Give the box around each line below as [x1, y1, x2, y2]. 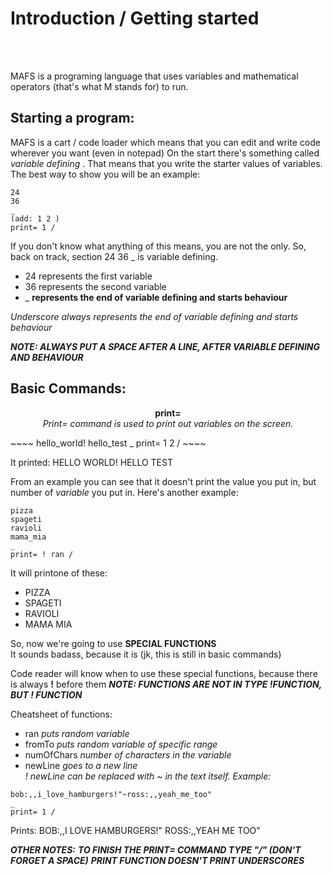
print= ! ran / [10, 549, 74, 559]
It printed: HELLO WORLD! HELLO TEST [10, 456, 173, 468]
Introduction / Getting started [10, 7, 260, 30]
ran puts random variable [24, 727, 130, 739]
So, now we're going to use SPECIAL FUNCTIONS [10, 637, 217, 649]
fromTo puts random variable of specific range [24, 738, 218, 750]
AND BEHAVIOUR [10, 351, 84, 363]
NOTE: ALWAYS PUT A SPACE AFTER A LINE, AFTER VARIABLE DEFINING [10, 340, 321, 352]
